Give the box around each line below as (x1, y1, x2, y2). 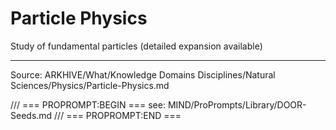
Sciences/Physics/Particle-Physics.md (10, 79, 170, 91)
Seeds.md (10, 109, 53, 121)
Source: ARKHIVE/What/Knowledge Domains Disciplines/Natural (10, 68, 276, 81)
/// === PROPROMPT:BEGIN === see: (10, 98, 166, 111)
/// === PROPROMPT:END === (54, 109, 182, 121)
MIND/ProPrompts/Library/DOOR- (167, 98, 307, 111)
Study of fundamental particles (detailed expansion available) (10, 40, 263, 52)
